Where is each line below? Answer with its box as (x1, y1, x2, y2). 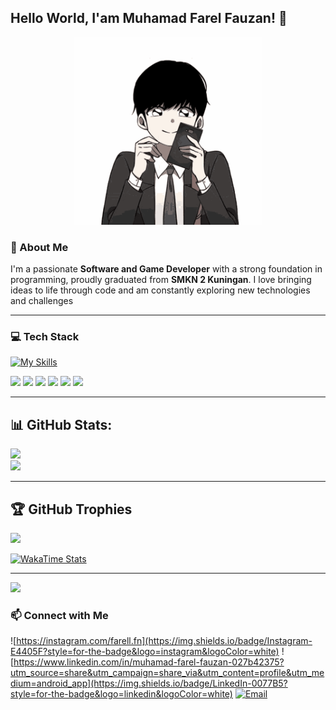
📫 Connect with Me (10, 608, 109, 622)
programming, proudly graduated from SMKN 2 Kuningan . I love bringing (10, 274, 312, 286)
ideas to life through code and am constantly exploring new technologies (10, 284, 311, 296)
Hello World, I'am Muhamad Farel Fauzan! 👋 (10, 10, 288, 27)
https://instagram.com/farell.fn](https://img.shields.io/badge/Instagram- (16, 635, 313, 647)
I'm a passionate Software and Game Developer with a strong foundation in (10, 263, 323, 275)
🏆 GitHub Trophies (10, 501, 133, 518)
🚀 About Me (10, 240, 69, 254)
